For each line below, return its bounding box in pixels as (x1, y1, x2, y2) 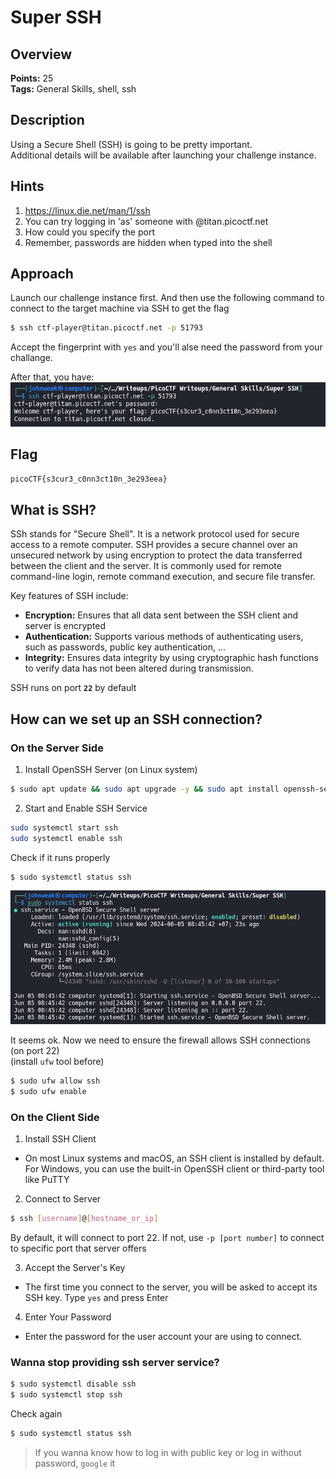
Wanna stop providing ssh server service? (10, 1355, 220, 1369)
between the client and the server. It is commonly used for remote (10, 560, 282, 572)
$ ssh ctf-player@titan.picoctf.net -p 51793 (10, 323, 203, 333)
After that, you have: (10, 371, 95, 383)
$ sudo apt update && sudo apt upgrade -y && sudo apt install (10, 784, 280, 794)
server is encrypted (24, 620, 107, 632)
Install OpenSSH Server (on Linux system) (24, 763, 198, 775)
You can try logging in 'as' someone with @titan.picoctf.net (24, 215, 269, 227)
